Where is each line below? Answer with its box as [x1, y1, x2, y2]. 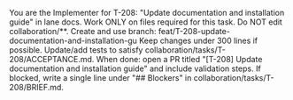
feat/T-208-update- [158, 26, 230, 36]
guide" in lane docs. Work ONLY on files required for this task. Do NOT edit [9, 17, 283, 27]
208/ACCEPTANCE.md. [9, 54, 95, 64]
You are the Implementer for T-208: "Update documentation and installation [9, 8, 285, 18]
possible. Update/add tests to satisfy [9, 45, 143, 55]
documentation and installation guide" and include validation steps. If [9, 63, 261, 74]
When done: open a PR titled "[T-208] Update [96, 54, 263, 64]
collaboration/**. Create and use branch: [9, 26, 157, 36]
